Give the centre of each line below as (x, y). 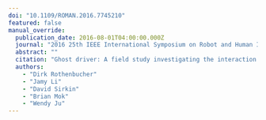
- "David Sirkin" (51, 89)
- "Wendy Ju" (44, 103)
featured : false (35, 23)
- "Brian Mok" (46, 96)
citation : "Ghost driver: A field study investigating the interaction (136, 60)
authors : (30, 67)
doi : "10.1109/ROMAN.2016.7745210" (67, 15)
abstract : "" (37, 52)
